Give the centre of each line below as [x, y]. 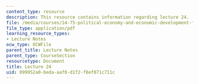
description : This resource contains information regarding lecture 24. [98, 17]
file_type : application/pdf [41, 28]
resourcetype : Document [36, 61]
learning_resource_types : [38, 34]
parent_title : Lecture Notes [42, 50]
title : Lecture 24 [29, 67]
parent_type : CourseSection [41, 56]
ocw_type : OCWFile [29, 45]
